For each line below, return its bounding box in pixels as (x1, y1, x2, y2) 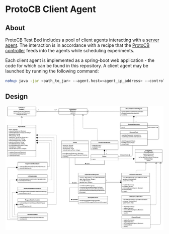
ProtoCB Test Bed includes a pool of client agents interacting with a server (5, 37, 159, 43)
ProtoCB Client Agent (5, 4, 97, 15)
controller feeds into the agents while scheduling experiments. (5, 48, 135, 53)
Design (5, 92, 28, 101)
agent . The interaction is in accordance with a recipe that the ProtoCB (5, 42, 150, 48)
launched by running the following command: (5, 68, 99, 74)
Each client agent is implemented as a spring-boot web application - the (5, 57, 155, 63)
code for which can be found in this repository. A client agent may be (5, 63, 148, 68)
